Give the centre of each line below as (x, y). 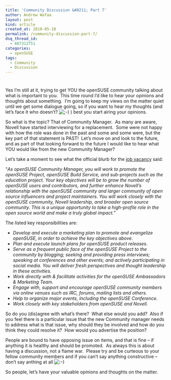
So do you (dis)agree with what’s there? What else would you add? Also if (84, 314)
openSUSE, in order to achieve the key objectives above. (73, 238)
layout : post (19, 20)
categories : (18, 48)
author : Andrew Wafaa (28, 15)
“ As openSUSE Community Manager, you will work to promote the (75, 169)
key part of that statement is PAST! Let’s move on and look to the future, (82, 138)
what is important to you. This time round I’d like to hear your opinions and (84, 96)
